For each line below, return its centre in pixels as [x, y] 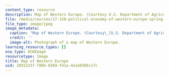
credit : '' [21, 38]
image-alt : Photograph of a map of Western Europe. [65, 42]
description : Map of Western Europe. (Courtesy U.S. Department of [77, 14]
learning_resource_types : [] [36, 47]
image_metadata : [22, 28]
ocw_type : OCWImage [26, 51]
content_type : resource [30, 10]
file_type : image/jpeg [29, 24]
